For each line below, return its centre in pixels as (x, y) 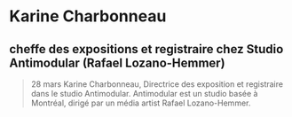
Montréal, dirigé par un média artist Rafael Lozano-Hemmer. (141, 103)
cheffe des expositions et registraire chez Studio (146, 49)
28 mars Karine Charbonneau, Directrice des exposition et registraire (157, 84)
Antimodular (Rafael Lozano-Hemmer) (117, 62)
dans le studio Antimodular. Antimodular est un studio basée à (144, 94)
